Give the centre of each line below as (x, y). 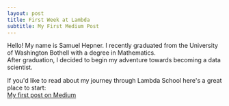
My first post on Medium (42, 95)
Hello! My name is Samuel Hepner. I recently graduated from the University (113, 46)
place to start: (27, 88)
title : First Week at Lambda (49, 20)
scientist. (20, 67)
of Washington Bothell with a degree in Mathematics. (81, 53)
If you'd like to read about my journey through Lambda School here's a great (114, 81)
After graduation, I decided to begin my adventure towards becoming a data (114, 60)
